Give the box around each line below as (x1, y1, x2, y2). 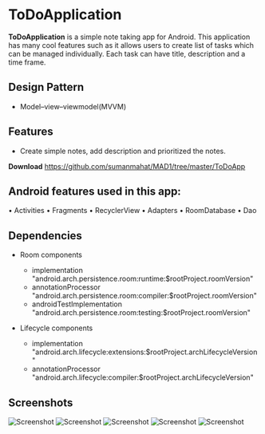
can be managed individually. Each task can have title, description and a (8, 49, 246, 58)
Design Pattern (8, 81, 85, 94)
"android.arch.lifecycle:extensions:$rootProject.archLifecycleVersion (31, 347, 258, 357)
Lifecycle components (19, 323, 93, 333)
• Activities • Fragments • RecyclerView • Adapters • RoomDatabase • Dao (8, 206, 257, 215)
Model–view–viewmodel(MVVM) (19, 101, 127, 111)
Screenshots (8, 396, 73, 409)
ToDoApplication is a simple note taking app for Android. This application (8, 32, 251, 41)
